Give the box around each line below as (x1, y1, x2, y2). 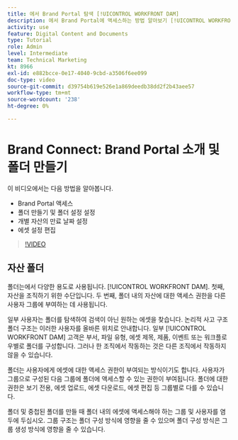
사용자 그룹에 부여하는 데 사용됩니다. (7, 300, 108, 308)
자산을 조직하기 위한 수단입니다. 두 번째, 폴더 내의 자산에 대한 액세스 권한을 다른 (7, 291, 227, 300)
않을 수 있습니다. (7, 350, 53, 359)
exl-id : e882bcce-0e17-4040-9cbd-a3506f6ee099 (7, 69, 147, 77)
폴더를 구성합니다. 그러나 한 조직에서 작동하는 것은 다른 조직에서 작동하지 (25, 342, 227, 350)
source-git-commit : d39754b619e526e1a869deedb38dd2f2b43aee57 (7, 83, 195, 90)
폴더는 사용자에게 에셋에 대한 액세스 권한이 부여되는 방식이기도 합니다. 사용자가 (7, 366, 225, 374)
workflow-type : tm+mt (7, 89, 72, 96)
